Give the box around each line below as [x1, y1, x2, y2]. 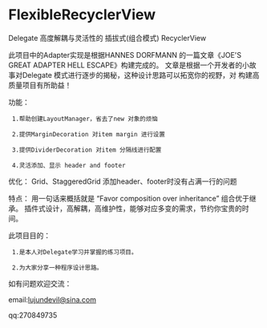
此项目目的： [8, 230, 51, 240]
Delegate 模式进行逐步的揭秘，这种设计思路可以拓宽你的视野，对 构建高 [22, 70, 260, 79]
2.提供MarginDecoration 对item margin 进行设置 [11, 130, 166, 138]
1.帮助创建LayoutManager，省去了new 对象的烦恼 [11, 115, 158, 123]
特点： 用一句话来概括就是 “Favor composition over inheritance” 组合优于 [8, 193, 250, 203]
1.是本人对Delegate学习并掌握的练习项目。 [11, 248, 138, 256]
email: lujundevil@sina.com [8, 294, 96, 304]
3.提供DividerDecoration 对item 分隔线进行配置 [11, 146, 162, 154]
